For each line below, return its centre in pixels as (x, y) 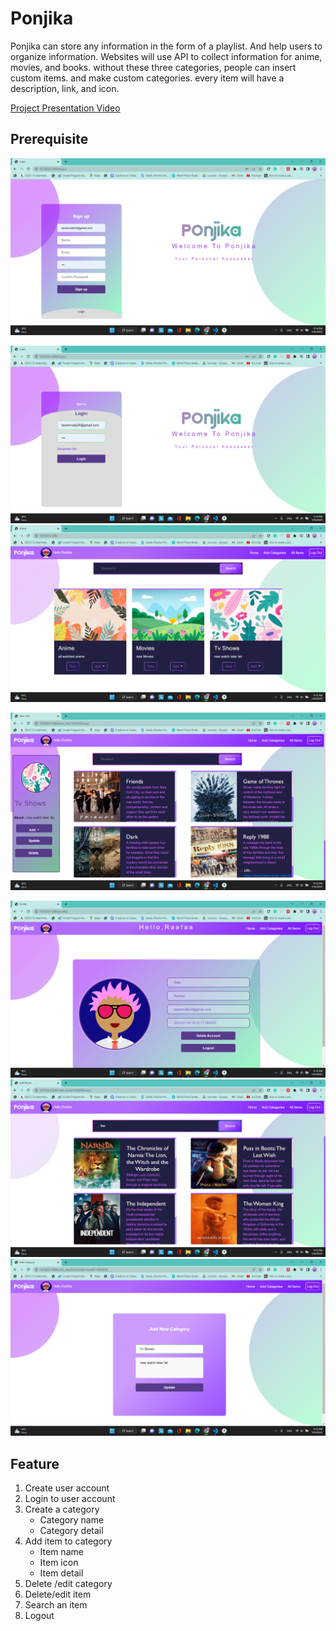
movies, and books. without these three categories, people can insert (153, 67)
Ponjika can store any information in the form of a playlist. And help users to (166, 46)
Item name (61, 1552)
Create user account (67, 1488)
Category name (72, 1520)
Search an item (56, 1605)
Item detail (61, 1573)
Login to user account (70, 1499)
